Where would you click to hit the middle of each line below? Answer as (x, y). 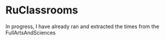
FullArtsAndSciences (31, 32)
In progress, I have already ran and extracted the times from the (82, 26)
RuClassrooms (42, 10)
